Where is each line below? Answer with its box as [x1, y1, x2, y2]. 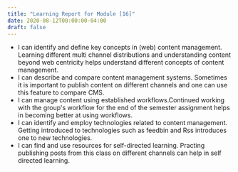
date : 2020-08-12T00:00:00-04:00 [7, 17, 107, 24]
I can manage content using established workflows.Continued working [17, 96, 225, 104]
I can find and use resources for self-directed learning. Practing [17, 141, 205, 150]
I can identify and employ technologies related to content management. [17, 119, 228, 127]
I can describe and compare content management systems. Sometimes [17, 73, 228, 82]
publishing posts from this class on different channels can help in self [17, 149, 222, 157]
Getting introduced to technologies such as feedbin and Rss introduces [17, 126, 227, 135]
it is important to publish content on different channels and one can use [17, 81, 228, 90]
